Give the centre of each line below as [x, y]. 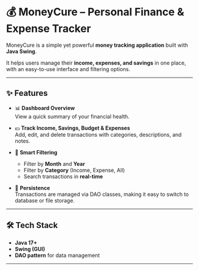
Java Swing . [22, 51]
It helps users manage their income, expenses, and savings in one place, [96, 63]
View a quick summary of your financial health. [72, 116]
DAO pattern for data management [57, 255]
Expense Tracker [49, 29]
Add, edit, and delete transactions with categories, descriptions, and [98, 134]
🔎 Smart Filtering [36, 152]
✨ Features [27, 93]
